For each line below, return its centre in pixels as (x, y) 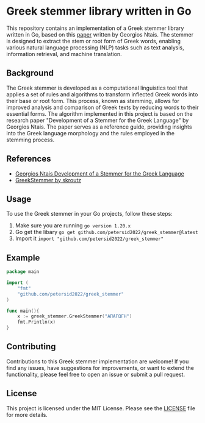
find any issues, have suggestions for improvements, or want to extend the (100, 368)
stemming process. (31, 140)
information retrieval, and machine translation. (64, 54)
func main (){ (23, 311)
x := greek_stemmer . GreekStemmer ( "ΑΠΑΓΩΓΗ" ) (75, 316)
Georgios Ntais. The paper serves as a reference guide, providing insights (99, 127)
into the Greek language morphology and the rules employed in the (91, 133)
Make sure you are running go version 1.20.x (73, 226)
